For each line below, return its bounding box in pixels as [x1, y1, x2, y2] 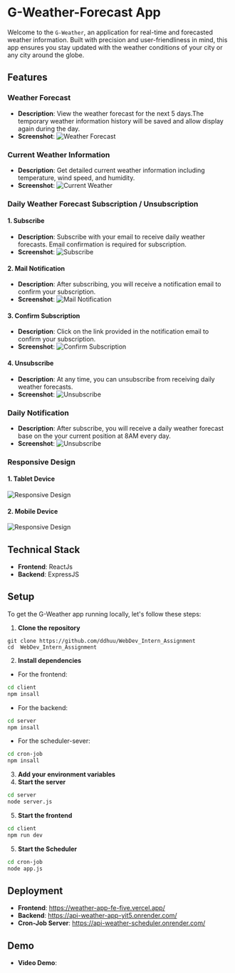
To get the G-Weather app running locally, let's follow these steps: [7, 609, 202, 618]
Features [7, 71, 48, 84]
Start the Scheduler [17, 844, 78, 853]
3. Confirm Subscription [7, 311, 80, 320]
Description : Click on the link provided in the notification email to [17, 327, 209, 336]
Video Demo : [17, 959, 57, 967]
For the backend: [17, 703, 68, 712]
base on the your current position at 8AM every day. [17, 431, 171, 440]
